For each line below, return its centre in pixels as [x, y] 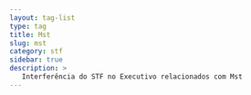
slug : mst [28, 43]
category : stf [37, 52]
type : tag [28, 26]
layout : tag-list [42, 18]
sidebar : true [37, 60]
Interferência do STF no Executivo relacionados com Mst [132, 77]
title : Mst [30, 34]
